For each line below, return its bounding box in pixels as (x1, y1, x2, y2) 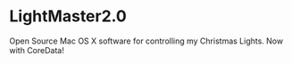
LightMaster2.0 (9, 6, 127, 27)
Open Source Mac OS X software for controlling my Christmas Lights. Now (9, 35, 284, 46)
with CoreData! (9, 44, 64, 55)
